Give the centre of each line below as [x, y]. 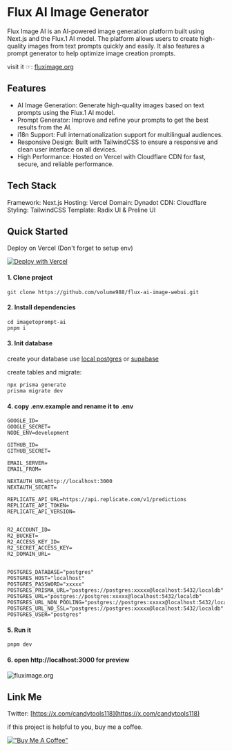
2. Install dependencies [41, 307]
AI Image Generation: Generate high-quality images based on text [110, 105]
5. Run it [19, 630]
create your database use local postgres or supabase [83, 359]
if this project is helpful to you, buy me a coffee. [75, 727]
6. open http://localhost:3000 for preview [68, 660]
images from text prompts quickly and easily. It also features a [116, 46]
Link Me [25, 697]
